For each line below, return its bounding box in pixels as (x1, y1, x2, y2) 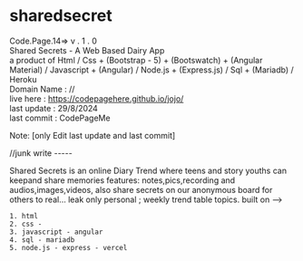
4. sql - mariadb (9, 235, 75, 245)
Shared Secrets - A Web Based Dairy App (9, 44, 165, 55)
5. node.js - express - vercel (9, 243, 128, 252)
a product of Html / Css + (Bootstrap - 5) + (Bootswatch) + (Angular (9, 54, 263, 65)
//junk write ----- (9, 147, 73, 159)
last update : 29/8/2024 (9, 102, 98, 113)
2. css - (9, 219, 43, 228)
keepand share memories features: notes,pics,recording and (9, 174, 236, 186)
